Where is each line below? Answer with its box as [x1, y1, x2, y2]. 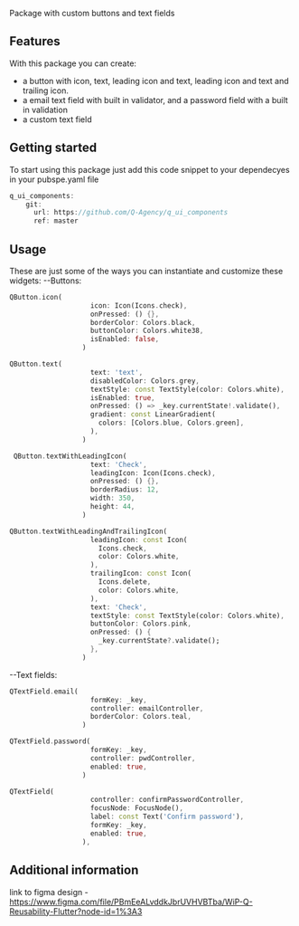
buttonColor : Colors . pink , [89, 619, 192, 628]
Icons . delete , [98, 578, 152, 587]
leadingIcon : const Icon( [89, 535, 188, 544]
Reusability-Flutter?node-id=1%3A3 [9, 905, 143, 917]
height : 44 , [89, 502, 135, 511]
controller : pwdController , [89, 753, 196, 763]
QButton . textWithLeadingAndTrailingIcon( [9, 527, 168, 536]
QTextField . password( [9, 737, 91, 746]
